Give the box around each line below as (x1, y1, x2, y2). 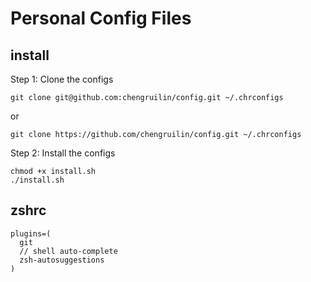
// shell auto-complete (19, 246, 118, 256)
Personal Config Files (10, 7, 192, 30)
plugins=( (10, 228, 52, 239)
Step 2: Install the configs (10, 147, 116, 159)
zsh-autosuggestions (19, 255, 105, 265)
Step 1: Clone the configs (10, 73, 114, 85)
